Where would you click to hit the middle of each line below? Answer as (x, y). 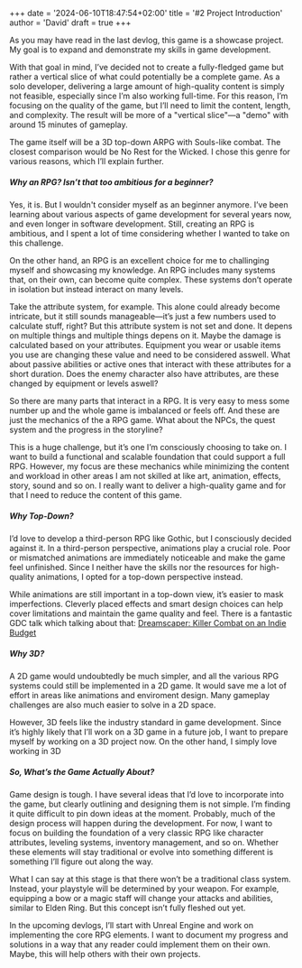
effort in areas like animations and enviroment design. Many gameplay (140, 695)
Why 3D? (27, 653)
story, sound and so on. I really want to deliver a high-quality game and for (148, 485)
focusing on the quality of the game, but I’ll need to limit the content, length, (150, 106)
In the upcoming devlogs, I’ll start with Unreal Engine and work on (132, 925)
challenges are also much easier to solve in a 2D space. (113, 705)
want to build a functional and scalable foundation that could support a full (147, 456)
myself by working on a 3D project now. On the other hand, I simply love (143, 741)
